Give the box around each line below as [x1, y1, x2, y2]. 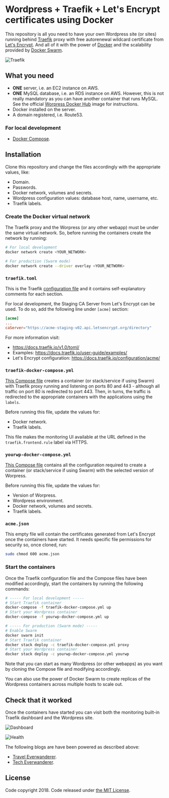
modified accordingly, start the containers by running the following [5, 580, 143, 587]
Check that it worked [5, 696, 72, 705]
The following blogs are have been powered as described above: [5, 743, 140, 750]
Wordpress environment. [12, 498, 64, 504]
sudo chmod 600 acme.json [5, 552, 59, 557]
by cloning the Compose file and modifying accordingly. [5, 666, 122, 672]
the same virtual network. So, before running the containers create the [5, 230, 151, 236]
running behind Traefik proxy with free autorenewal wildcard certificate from [5, 36, 164, 42]
